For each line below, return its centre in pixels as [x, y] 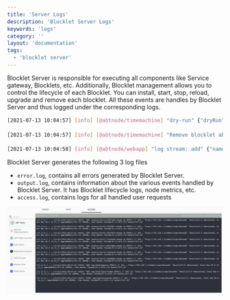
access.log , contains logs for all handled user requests [94, 197]
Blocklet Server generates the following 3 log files [77, 162]
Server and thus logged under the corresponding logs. [84, 107]
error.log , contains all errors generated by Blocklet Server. [101, 176]
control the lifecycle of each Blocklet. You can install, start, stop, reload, [108, 92]
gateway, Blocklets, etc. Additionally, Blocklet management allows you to [110, 85]
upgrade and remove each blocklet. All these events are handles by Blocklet [114, 100]
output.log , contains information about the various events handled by [115, 183]
